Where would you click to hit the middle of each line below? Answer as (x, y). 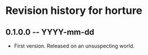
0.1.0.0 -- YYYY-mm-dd (50, 32)
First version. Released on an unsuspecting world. (74, 46)
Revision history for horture (74, 11)
